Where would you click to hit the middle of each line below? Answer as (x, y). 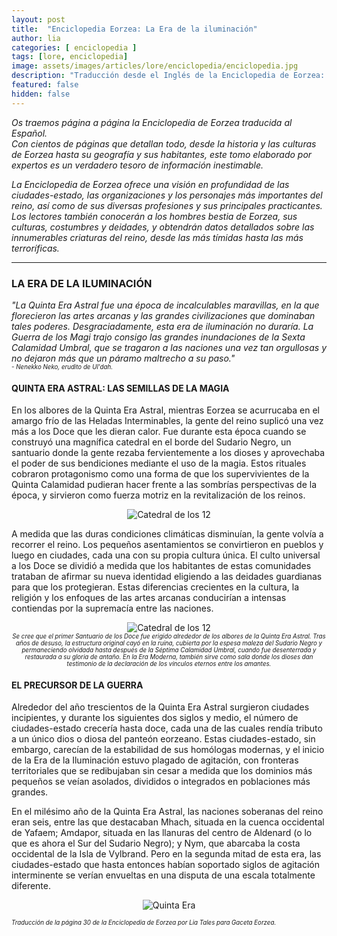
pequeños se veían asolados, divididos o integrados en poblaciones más (161, 782)
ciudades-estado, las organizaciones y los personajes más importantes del (167, 195)
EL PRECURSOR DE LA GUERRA (77, 685)
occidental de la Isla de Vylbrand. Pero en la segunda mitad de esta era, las (166, 854)
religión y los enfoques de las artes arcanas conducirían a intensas (149, 598)
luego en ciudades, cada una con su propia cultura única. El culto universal (166, 555)
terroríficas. (35, 248)
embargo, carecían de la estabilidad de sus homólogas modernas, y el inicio (168, 750)
